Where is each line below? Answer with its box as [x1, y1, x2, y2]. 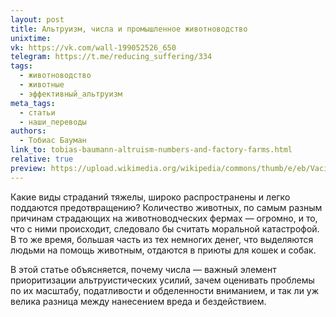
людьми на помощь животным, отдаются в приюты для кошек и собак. [10, 244, 317, 256]
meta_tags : [10, 98, 56, 108]
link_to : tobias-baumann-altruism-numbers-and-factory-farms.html [10, 145, 293, 155]
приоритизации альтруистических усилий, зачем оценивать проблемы [10, 274, 315, 286]
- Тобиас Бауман [19, 136, 87, 146]
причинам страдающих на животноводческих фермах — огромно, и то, [10, 212, 318, 224]
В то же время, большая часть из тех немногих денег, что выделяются [10, 233, 314, 245]
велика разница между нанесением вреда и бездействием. [10, 295, 267, 307]
